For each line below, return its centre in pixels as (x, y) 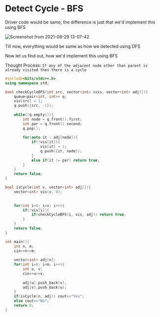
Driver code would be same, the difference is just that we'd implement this (80, 22)
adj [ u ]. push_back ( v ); (45, 283)
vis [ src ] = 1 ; (28, 101)
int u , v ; (33, 269)
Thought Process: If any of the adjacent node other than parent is (77, 65)
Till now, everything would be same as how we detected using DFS (73, 46)
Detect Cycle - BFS (44, 9)
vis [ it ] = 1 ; (53, 147)
